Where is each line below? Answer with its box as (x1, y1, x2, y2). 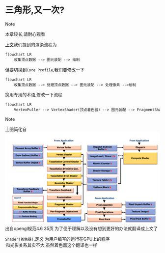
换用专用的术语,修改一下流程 (5, 92, 63, 98)
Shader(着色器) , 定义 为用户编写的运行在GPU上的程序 (5, 236, 110, 242)
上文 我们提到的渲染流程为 (5, 41, 57, 47)
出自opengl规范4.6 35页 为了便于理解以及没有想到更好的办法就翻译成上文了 (5, 225, 158, 231)
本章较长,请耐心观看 (5, 31, 46, 37)
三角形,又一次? (5, 4, 65, 16)
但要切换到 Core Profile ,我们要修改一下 (5, 67, 84, 73)
